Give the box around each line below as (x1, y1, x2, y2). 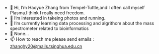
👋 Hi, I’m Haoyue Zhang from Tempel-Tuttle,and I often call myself (9, 5, 145, 10)
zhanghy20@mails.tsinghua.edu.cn (9, 43, 82, 49)
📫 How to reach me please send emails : (9, 36, 94, 42)
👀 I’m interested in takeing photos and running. (9, 15, 106, 21)
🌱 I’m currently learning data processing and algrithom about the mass (9, 20, 155, 26)
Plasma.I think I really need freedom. (9, 10, 85, 16)
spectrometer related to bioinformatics (9, 26, 89, 31)
